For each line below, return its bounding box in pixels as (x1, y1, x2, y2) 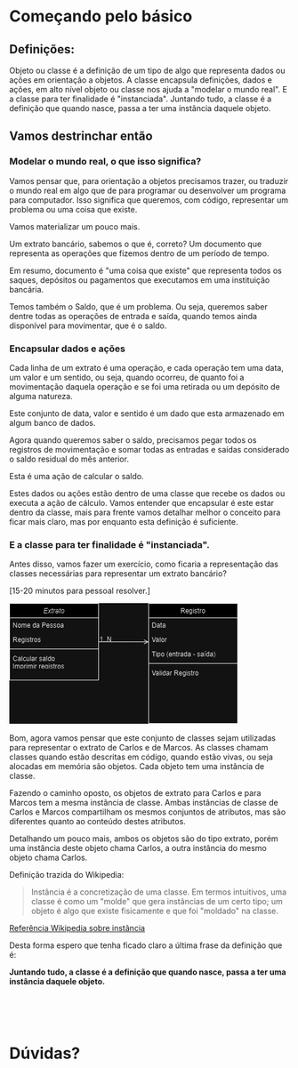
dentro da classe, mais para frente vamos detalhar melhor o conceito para (9, 507, 281, 518)
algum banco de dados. (9, 417, 96, 428)
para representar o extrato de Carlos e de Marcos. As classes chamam (9, 743, 269, 753)
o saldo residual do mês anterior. (9, 454, 129, 464)
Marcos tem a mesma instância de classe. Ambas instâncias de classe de (9, 798, 278, 808)
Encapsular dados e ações (9, 342, 126, 355)
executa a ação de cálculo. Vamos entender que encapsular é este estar (9, 497, 274, 508)
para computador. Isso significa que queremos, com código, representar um (9, 194, 289, 205)
